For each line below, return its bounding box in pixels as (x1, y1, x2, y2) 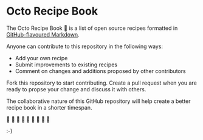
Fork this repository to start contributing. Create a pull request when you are (6, 79, 198, 86)
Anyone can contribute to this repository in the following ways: (6, 43, 163, 50)
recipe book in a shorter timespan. (6, 103, 92, 111)
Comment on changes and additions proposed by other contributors (15, 67, 187, 74)
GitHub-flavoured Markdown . (6, 30, 80, 38)
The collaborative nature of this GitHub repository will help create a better (6, 97, 191, 105)
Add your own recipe (15, 54, 68, 61)
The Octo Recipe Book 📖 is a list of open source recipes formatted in (6, 24, 178, 32)
